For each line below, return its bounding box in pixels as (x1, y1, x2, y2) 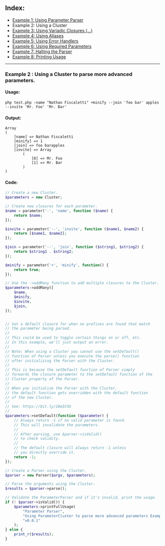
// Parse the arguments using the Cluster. (5, 481, 96, 487)
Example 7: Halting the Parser (12, 48, 72, 54)
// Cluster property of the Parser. (5, 377, 80, 382)
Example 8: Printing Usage (12, 54, 66, 60)
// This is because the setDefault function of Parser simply (5, 367, 135, 372)
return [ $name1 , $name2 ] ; (14, 231, 67, 236)
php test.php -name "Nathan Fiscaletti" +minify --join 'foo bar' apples (5, 100, 160, 105)
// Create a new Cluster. (5, 190, 58, 195)
